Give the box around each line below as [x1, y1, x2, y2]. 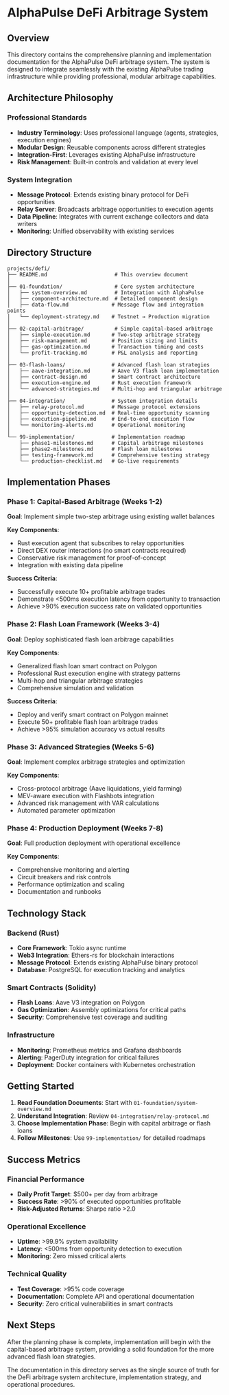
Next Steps [7, 1319, 56, 1331]
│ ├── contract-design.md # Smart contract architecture [7, 373, 201, 380]
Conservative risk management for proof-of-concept [16, 553, 167, 562]
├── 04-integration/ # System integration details [7, 397, 197, 404]
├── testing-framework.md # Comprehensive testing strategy [19, 452, 210, 459]
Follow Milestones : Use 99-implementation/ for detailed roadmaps [16, 1134, 206, 1142]
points [7, 307, 26, 314]
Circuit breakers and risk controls [16, 873, 112, 881]
